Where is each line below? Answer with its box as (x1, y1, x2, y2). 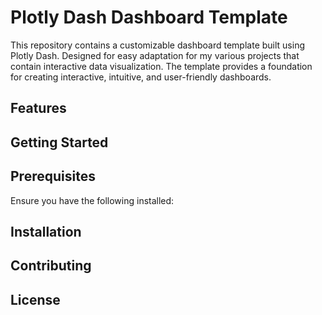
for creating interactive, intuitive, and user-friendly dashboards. (10, 71, 272, 83)
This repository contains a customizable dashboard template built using (10, 39, 306, 51)
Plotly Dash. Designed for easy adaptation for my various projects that (10, 49, 300, 61)
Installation (10, 223, 82, 240)
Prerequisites (10, 168, 96, 185)
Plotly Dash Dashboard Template (10, 6, 288, 29)
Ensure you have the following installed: (10, 194, 175, 206)
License (10, 291, 61, 308)
